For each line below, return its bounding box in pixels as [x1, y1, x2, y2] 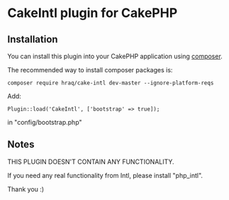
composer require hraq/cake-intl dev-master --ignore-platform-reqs [7, 79, 214, 87]
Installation [7, 33, 58, 45]
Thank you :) [7, 184, 45, 193]
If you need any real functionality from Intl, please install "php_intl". [7, 171, 203, 179]
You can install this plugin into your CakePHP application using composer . [7, 52, 223, 60]
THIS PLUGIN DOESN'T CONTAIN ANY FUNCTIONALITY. [7, 157, 175, 166]
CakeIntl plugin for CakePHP [7, 5, 178, 21]
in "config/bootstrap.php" [7, 118, 83, 126]
